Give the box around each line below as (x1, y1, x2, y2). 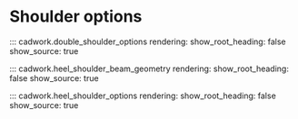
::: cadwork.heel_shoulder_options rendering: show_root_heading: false (9, 90, 277, 101)
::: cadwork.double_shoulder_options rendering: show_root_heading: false (9, 36, 286, 47)
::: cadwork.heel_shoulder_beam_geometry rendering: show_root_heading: (9, 63, 289, 74)
